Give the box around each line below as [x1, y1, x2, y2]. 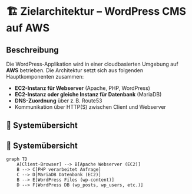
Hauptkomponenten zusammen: [6, 73, 84, 80]
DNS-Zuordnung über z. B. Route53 [14, 97, 102, 104]
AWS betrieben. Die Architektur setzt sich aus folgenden [6, 67, 143, 74]
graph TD [6, 156, 28, 163]
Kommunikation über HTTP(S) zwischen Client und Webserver [14, 104, 166, 110]
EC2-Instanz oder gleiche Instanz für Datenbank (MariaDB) [14, 91, 162, 98]
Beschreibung [6, 45, 59, 55]
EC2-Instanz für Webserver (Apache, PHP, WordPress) [14, 85, 150, 92]
